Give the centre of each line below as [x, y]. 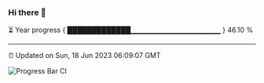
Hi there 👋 [27, 13]
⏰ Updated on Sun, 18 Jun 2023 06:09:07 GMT [84, 56]
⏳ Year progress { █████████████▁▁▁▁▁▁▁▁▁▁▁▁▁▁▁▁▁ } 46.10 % [131, 30]
